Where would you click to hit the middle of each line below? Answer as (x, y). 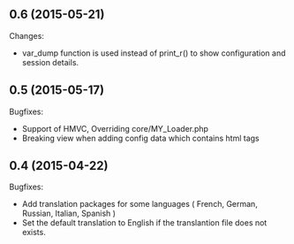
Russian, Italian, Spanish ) (69, 213)
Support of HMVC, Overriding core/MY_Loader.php (115, 128)
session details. (50, 62)
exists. (34, 233)
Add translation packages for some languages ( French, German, (139, 204)
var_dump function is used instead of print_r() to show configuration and (154, 53)
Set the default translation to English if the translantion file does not (144, 223)
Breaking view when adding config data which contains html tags (140, 138)
